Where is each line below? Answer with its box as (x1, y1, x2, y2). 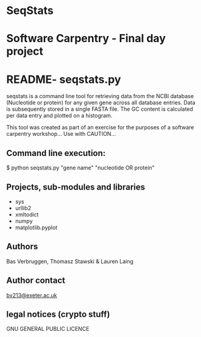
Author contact (6, 275, 66, 286)
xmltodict (15, 211, 39, 218)
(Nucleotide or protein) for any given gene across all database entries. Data (6, 99, 196, 107)
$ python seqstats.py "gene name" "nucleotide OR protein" (6, 164, 155, 171)
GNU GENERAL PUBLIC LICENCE (6, 325, 90, 333)
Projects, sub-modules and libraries (6, 182, 146, 192)
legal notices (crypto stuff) (6, 309, 110, 319)
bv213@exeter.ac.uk (6, 291, 57, 299)
